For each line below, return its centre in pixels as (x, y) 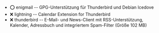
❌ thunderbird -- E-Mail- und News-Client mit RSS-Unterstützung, (76, 20)
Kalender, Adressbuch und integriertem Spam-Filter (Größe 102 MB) (78, 25)
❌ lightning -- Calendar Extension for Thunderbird (60, 14)
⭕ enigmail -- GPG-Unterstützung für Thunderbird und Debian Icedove (82, 7)
